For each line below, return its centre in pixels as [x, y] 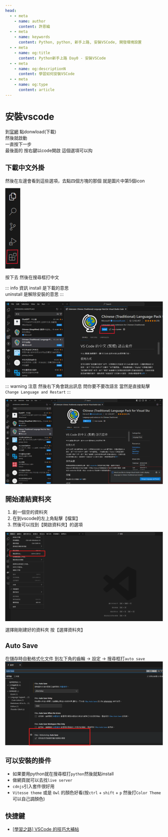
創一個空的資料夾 [30, 512]
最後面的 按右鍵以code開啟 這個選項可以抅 [49, 150]
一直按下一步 [18, 144]
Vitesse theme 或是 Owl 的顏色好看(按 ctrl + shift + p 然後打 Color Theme [86, 792]
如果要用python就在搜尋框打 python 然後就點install [63, 773]
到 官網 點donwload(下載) [31, 131]
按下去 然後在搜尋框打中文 [32, 277]
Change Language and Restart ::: [38, 392]
